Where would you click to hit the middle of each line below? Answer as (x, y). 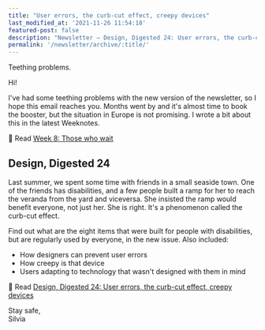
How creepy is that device (62, 263)
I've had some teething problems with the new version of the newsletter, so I (132, 98)
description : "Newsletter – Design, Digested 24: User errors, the (121, 37)
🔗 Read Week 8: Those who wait (61, 138)
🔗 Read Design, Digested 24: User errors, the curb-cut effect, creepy (120, 287)
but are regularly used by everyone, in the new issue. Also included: (118, 239)
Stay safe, (24, 310)
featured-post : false (44, 30)
